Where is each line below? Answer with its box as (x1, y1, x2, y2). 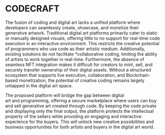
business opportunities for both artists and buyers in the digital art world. (5, 124, 155, 130)
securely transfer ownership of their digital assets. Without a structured (5, 67, 152, 72)
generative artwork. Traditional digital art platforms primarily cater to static (5, 30, 158, 36)
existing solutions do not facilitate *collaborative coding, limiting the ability (5, 51, 158, 57)
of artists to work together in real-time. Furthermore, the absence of (5, 56, 145, 62)
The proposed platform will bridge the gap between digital (5, 92, 124, 98)
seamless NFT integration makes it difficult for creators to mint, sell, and (5, 62, 153, 67)
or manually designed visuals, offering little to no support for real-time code (5, 35, 160, 41)
